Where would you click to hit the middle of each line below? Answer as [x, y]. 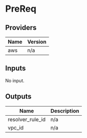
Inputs [16, 68]
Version [37, 42]
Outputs [18, 97]
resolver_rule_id [27, 119]
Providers [21, 28]
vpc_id [16, 127]
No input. [15, 80]
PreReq [21, 9]
